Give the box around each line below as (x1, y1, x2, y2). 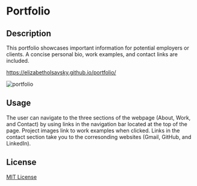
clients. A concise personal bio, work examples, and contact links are (6, 51, 178, 58)
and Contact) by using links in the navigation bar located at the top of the (6, 120, 188, 127)
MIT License (6, 173, 37, 181)
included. (6, 57, 30, 64)
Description (6, 28, 51, 39)
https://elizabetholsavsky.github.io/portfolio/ (6, 69, 116, 76)
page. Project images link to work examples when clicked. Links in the (6, 127, 180, 134)
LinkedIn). (6, 139, 31, 147)
